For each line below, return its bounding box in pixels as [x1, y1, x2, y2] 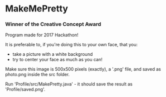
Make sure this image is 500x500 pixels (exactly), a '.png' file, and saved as [5, 66, 161, 72]
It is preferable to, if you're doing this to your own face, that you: [5, 42, 138, 48]
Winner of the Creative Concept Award [5, 21, 101, 28]
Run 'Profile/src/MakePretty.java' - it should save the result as [5, 81, 132, 87]
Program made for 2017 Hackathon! [5, 32, 78, 38]
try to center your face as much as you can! [12, 57, 102, 63]
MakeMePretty [5, 3, 68, 14]
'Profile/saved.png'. [5, 87, 45, 93]
